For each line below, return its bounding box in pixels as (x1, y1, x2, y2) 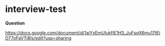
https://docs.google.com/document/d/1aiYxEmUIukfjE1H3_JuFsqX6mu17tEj (5, 29, 160, 35)
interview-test (5, 3, 66, 15)
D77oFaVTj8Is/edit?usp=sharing (5, 35, 72, 41)
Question (5, 20, 25, 26)
